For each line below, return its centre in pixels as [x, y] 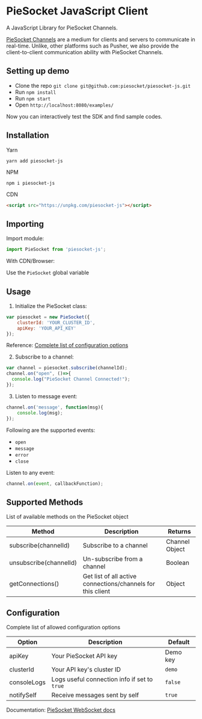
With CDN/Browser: [31, 261]
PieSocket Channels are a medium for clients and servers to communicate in [101, 39]
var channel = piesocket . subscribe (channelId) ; [67, 368]
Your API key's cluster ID [86, 670]
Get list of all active [110, 576]
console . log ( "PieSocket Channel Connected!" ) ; [71, 379]
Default [179, 642]
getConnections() [34, 584]
